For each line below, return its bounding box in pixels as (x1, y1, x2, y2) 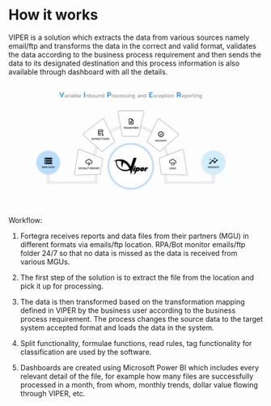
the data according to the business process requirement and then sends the (8, 49, 261, 59)
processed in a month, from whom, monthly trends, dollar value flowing (19, 379, 259, 390)
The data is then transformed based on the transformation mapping (19, 297, 245, 306)
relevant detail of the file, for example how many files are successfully (19, 371, 254, 381)
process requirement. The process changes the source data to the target (19, 314, 263, 323)
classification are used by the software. (19, 347, 152, 357)
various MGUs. (19, 257, 70, 267)
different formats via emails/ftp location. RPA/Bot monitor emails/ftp (19, 239, 246, 249)
